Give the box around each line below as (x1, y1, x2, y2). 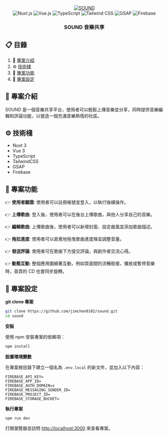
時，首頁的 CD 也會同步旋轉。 (5, 268, 67, 274)
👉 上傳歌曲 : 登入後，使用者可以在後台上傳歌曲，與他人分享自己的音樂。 (5, 211, 155, 217)
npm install (5, 344, 30, 349)
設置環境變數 (5, 354, 32, 360)
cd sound (5, 313, 24, 318)
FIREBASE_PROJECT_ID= (5, 392, 51, 397)
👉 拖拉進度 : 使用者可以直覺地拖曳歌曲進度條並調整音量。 (5, 236, 124, 242)
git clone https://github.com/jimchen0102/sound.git (5, 308, 118, 313)
